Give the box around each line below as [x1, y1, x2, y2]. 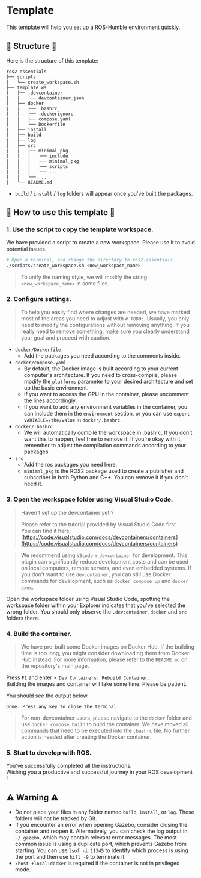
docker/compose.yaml [14, 360, 67, 366]
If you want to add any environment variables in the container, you [23, 403, 188, 411]
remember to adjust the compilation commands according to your [23, 442, 186, 449]
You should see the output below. [6, 692, 89, 699]
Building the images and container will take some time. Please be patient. [6, 680, 187, 688]
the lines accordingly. [23, 397, 77, 404]
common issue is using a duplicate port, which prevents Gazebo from [14, 841, 187, 848]
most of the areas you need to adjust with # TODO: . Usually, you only [20, 315, 190, 322]
